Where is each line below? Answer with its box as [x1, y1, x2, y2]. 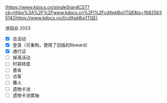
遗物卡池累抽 [12, 92, 39, 98]
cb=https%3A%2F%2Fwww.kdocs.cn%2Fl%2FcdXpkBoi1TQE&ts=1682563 [5, 9, 162, 15]
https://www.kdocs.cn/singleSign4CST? [7, 4, 90, 10]
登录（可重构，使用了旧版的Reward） [12, 42, 91, 48]
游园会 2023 [5, 25, 31, 31]
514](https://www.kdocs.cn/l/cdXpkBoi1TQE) [5, 15, 98, 20]
